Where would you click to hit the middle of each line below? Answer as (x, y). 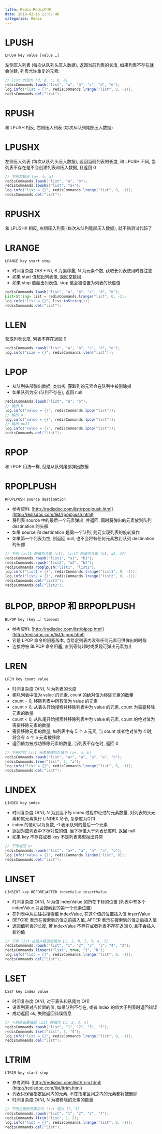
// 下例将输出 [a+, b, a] (29, 177)
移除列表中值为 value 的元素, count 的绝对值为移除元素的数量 (73, 695)
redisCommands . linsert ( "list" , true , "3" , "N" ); (55, 950)
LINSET (20, 879)
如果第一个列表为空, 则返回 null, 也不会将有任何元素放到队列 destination (83, 538)
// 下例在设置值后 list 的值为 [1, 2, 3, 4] (47, 1022)
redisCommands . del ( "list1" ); (34, 581)
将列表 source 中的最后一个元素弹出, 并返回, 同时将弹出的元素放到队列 (82, 520)
